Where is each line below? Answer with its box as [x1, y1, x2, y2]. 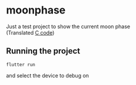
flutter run [6, 62, 35, 67]
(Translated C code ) [6, 29, 55, 36]
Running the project [6, 46, 81, 56]
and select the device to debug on [6, 72, 89, 79]
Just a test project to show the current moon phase [6, 23, 131, 30]
